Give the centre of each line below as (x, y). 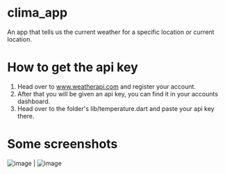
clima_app (37, 13)
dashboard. (34, 101)
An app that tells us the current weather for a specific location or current (111, 32)
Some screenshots (62, 144)
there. (26, 116)
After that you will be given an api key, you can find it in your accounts (118, 94)
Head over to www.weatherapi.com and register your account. (107, 86)
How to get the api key (73, 68)
